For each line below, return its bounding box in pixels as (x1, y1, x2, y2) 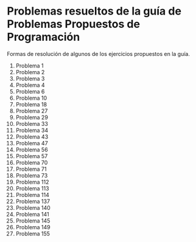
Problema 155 (15, 230, 51, 237)
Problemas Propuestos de (7, 17, 141, 31)
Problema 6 (15, 88, 45, 95)
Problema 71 (15, 165, 47, 173)
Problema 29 (15, 114, 48, 121)
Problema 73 (15, 171, 48, 179)
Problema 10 (15, 94, 47, 102)
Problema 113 (15, 184, 49, 192)
